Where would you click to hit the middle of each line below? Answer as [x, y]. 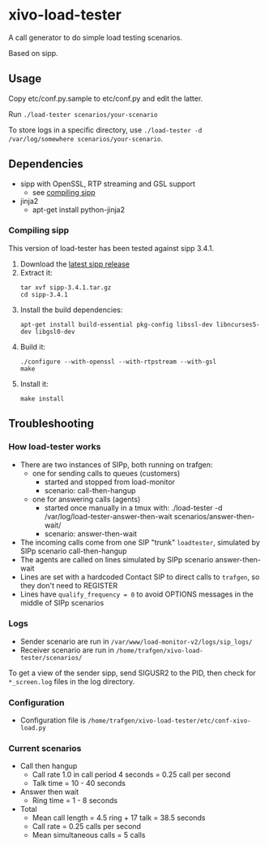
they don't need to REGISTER [69, 585]
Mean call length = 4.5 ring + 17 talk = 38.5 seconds [119, 818]
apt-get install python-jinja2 [79, 210]
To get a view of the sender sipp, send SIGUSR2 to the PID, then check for [132, 673]
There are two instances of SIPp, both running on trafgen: [116, 464]
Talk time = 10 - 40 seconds [79, 783]
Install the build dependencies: [71, 310]
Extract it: [36, 272]
